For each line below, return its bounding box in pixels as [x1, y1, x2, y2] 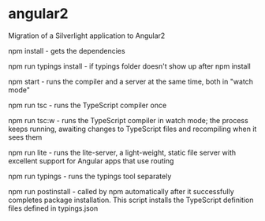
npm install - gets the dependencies [8, 46, 125, 55]
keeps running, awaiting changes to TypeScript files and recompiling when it [8, 124, 257, 133]
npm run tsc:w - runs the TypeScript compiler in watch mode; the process [8, 115, 248, 125]
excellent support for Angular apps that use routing [8, 155, 174, 166]
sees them [8, 132, 43, 142]
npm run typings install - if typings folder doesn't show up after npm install [8, 61, 251, 71]
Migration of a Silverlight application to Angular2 [8, 31, 166, 40]
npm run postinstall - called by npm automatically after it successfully [8, 186, 234, 196]
